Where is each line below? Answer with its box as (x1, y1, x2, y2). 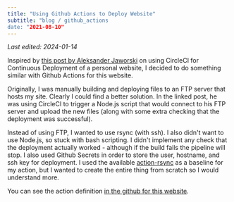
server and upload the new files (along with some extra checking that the (7, 107, 220, 116)
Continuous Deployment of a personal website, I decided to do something (7, 64, 221, 72)
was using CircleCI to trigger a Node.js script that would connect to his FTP (7, 100, 226, 108)
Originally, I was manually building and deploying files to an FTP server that (7, 85, 226, 94)
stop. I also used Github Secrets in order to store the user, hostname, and (7, 151, 220, 159)
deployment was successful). (7, 115, 93, 123)
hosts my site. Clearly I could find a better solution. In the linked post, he (7, 92, 217, 101)
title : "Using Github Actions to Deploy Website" (7, 10, 156, 18)
